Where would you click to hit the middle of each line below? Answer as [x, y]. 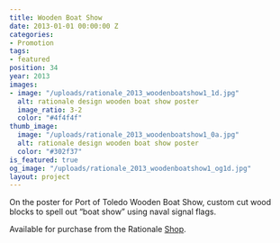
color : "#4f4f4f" [50, 118]
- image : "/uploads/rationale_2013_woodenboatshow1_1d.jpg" [125, 93]
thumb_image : [34, 127]
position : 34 [34, 68]
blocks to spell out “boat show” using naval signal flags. [113, 211]
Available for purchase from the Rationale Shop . [98, 229]
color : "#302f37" [50, 151]
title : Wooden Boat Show [56, 18]
